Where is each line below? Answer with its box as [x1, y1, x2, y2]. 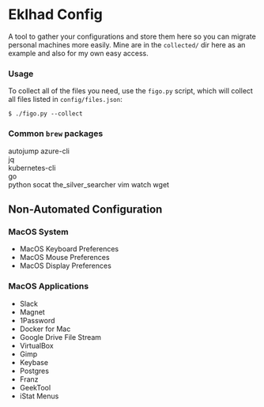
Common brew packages [8, 128, 104, 139]
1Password [19, 315, 55, 325]
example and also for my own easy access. [8, 48, 149, 58]
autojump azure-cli [8, 146, 70, 156]
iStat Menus [19, 391, 59, 401]
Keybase [19, 357, 49, 367]
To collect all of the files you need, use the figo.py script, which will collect [8, 86, 253, 96]
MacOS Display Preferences [19, 261, 112, 270]
